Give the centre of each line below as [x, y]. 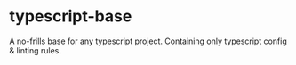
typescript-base [71, 16]
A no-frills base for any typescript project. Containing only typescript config [148, 41]
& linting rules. [36, 50]
